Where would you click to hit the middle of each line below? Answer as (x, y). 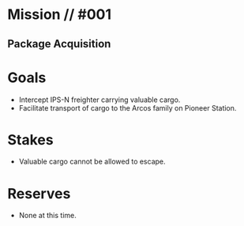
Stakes (30, 139)
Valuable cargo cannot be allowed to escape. (92, 162)
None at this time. (47, 216)
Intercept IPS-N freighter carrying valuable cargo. (99, 100)
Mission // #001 (60, 15)
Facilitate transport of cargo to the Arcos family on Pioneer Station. (128, 107)
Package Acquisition (59, 44)
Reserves (39, 193)
